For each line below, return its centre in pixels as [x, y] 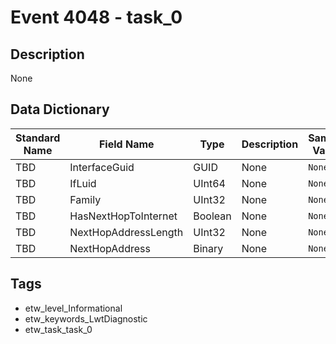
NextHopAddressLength [126, 232]
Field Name [126, 144]
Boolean [212, 216]
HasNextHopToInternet [123, 216]
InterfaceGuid [102, 167]
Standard [38, 138]
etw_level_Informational [73, 308]
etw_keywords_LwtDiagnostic [86, 318]
